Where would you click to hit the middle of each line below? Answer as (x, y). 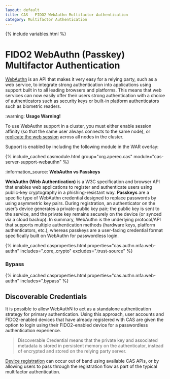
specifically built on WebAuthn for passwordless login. (62, 236)
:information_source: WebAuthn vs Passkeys (53, 172)
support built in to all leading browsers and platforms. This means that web (83, 90)
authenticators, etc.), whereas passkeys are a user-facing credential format (84, 230)
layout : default (22, 10)
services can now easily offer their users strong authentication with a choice (85, 96)
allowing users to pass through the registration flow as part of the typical (81, 366)
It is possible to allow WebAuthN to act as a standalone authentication (78, 309)
